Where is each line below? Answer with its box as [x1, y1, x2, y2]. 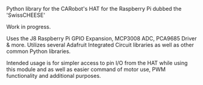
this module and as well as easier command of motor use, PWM [6, 66, 166, 73]
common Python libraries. [6, 48, 71, 55]
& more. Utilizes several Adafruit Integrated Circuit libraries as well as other [6, 42, 194, 48]
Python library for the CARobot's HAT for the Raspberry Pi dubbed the [6, 5, 182, 12]
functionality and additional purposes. [6, 72, 101, 79]
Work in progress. [6, 24, 51, 30]
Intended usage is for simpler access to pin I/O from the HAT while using [6, 60, 188, 66]
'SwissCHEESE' [6, 11, 46, 19]
